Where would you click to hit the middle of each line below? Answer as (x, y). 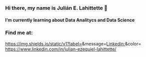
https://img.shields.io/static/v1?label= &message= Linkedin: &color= (73, 43)
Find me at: (19, 33)
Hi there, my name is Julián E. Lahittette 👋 (56, 8)
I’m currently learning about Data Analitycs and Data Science (70, 20)
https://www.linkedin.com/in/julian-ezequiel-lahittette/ (61, 49)
